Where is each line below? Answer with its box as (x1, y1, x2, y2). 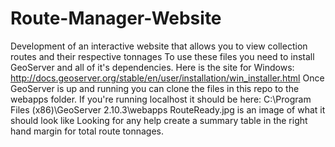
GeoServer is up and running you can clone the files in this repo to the (10, 82, 300, 94)
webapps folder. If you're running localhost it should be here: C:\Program (10, 93, 312, 105)
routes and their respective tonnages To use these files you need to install (10, 50, 315, 62)
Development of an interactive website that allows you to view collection (10, 40, 308, 52)
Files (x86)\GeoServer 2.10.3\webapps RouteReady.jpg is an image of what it (10, 103, 326, 116)
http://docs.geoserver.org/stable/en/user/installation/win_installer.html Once (10, 72, 325, 84)
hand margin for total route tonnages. (10, 125, 164, 137)
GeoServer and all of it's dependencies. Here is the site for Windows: (10, 61, 295, 73)
